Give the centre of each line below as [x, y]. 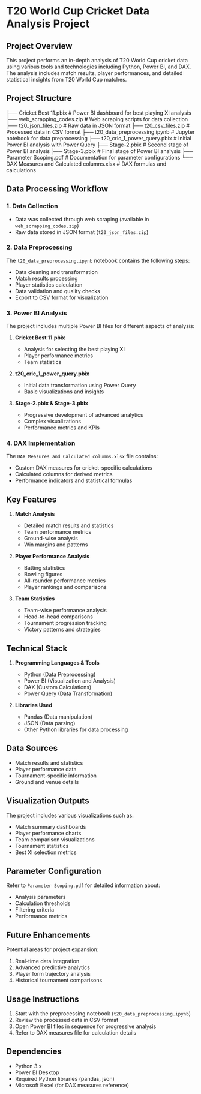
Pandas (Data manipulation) [58, 717]
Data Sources [32, 748]
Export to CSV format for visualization [61, 297]
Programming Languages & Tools [57, 663]
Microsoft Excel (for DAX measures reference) [72, 1085]
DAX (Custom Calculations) [58, 687]
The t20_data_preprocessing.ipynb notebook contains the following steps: [98, 260]
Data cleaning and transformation [56, 272]
